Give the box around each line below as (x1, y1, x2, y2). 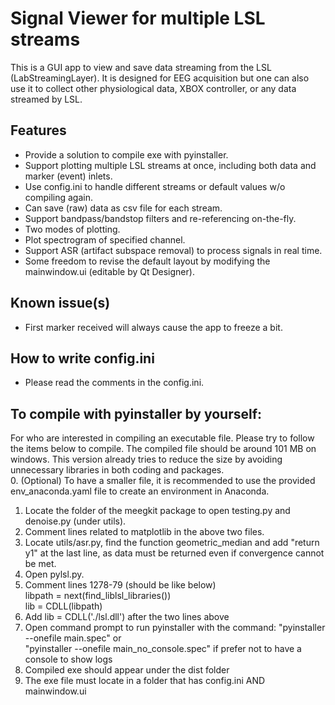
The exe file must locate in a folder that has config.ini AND (24, 675, 266, 687)
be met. (24, 558, 57, 570)
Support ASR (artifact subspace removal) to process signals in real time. (24, 244, 323, 256)
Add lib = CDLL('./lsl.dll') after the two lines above (24, 611, 230, 623)
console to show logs (24, 653, 113, 666)
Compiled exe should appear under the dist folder (24, 664, 230, 676)
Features (10, 122, 67, 139)
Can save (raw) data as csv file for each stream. (24, 202, 223, 214)
